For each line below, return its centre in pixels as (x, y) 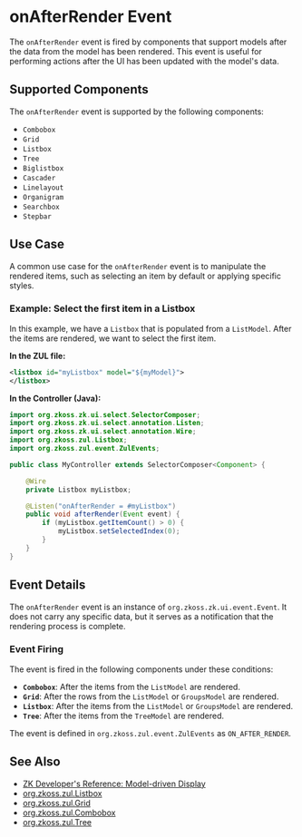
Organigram (43, 197)
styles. (22, 285)
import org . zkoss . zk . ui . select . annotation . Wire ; (103, 432)
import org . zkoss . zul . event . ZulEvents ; (85, 449)
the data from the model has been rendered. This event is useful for (136, 51)
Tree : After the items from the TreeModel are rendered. (123, 715)
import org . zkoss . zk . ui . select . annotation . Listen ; (107, 423)
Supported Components (79, 89)
